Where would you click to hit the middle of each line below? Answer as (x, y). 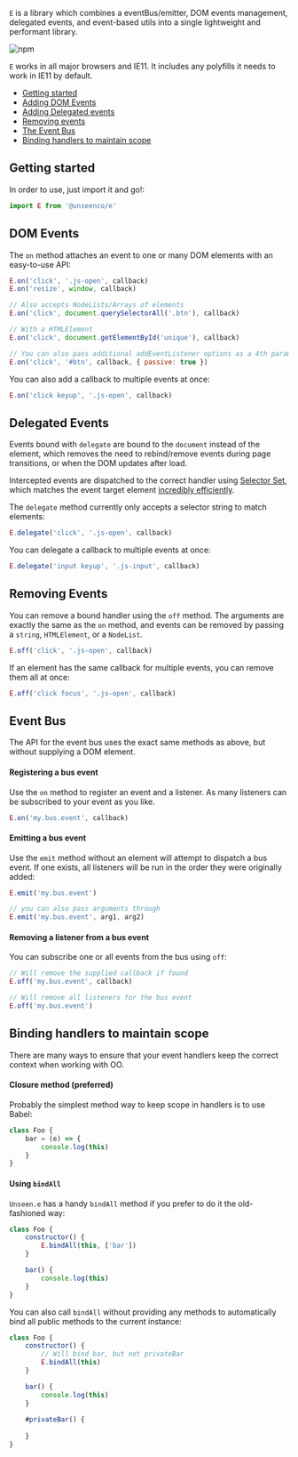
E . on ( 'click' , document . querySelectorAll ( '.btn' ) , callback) (125, 314)
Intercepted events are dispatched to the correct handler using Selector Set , (148, 480)
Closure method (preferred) (61, 1085)
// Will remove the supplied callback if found (99, 973)
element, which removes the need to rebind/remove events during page (140, 454)
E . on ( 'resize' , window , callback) (73, 289)
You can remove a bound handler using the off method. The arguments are (147, 615)
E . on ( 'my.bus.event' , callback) (69, 817)
